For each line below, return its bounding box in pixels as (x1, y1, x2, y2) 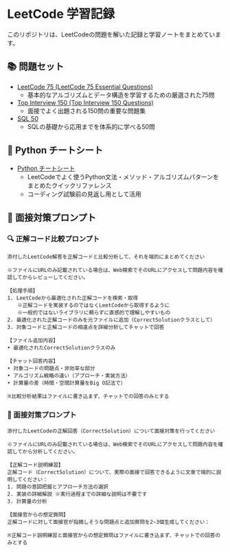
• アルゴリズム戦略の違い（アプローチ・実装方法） (7, 372, 131, 380)
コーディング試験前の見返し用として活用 (27, 189, 142, 198)
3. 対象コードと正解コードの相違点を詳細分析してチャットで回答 (7, 324, 165, 331)
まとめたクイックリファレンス (27, 181, 112, 189)
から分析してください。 (22, 448, 79, 455)
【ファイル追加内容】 (7, 337, 58, 344)
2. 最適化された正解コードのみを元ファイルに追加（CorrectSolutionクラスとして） (7, 317, 216, 323)
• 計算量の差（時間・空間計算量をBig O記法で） (7, 380, 126, 387)
